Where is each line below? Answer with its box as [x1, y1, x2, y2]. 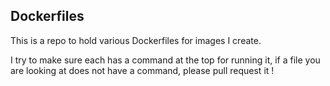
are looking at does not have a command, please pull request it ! [10, 64, 275, 76]
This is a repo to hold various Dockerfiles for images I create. [10, 34, 262, 46]
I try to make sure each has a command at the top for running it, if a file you [10, 54, 321, 66]
